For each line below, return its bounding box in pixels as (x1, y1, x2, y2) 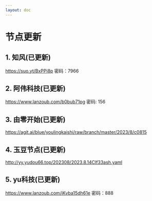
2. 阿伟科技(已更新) (5, 84, 66, 93)
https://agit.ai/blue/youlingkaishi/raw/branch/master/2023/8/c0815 (5, 129, 147, 135)
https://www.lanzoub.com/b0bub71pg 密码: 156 (5, 98, 106, 105)
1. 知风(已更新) (5, 53, 51, 62)
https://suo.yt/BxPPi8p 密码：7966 (5, 68, 79, 74)
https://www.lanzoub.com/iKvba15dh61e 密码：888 (5, 190, 114, 196)
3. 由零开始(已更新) (5, 115, 66, 124)
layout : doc (5, 7, 31, 13)
